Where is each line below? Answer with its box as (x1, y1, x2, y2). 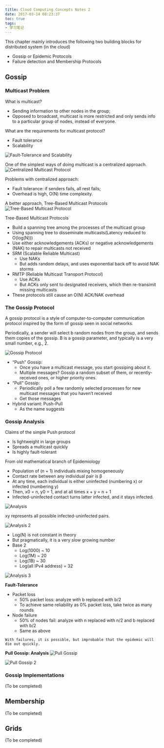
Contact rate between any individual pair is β (12, 473, 102, 479)
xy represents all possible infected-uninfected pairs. (5, 513, 110, 519)
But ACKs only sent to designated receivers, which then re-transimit (19, 282, 156, 287)
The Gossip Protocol (5, 304, 55, 311)
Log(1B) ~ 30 (19, 558, 46, 564)
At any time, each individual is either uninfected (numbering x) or (12, 479, 143, 484)
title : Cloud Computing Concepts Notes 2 (5, 7, 91, 12)
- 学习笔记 (5, 25, 24, 30)
